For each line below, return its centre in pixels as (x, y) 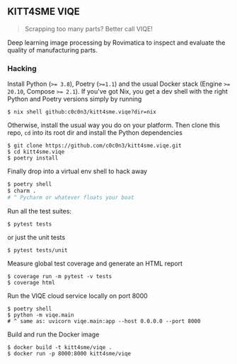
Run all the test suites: (40, 211)
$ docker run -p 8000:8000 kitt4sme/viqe (69, 353)
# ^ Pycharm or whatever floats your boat (71, 197)
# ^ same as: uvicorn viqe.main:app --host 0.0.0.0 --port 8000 (104, 321)
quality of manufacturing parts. (52, 50)
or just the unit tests (36, 237)
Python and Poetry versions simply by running (75, 99)
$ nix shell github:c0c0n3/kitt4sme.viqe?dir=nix (82, 112)
